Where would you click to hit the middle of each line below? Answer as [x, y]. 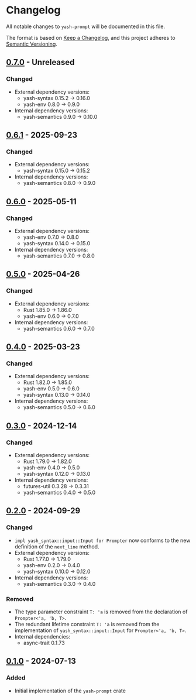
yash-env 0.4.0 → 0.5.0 [51, 468]
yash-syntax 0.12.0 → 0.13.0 [57, 474]
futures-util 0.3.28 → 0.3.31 [56, 486]
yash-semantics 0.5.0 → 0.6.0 [59, 407]
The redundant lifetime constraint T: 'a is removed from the [87, 624]
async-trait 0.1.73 [44, 643]
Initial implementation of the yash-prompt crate [70, 691]
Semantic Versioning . [32, 44]
